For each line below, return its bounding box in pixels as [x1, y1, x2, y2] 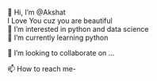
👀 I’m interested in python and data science [7, 25, 149, 33]
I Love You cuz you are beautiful [7, 16, 113, 25]
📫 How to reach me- [7, 64, 77, 73]
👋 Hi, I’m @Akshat [7, 8, 67, 17]
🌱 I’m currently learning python [7, 33, 109, 42]
